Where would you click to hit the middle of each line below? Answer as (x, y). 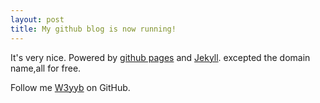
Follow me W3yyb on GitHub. (70, 87)
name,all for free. (46, 68)
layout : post (37, 19)
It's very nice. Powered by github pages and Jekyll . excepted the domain (160, 57)
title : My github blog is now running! (93, 29)
